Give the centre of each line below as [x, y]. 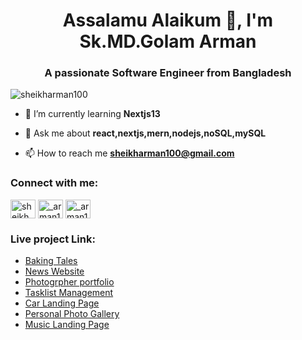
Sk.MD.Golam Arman [168, 41]
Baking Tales [51, 261]
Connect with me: [54, 183]
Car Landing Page [62, 303]
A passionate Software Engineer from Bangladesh [168, 73]
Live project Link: [53, 239]
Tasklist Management [69, 293]
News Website [54, 271]
